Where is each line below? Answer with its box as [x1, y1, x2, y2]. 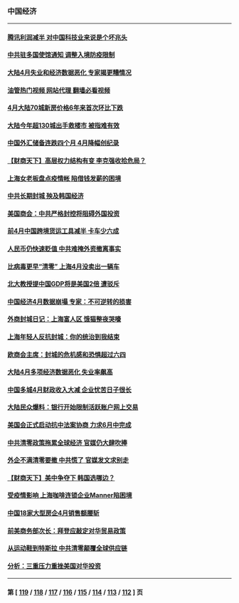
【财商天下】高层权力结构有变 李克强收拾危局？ [7, 157, 147, 165]
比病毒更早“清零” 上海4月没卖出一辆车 [7, 262, 119, 271]
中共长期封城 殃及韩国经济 [7, 192, 84, 200]
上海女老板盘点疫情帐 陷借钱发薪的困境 [7, 174, 122, 182]
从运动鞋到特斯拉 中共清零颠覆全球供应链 [7, 544, 128, 552]
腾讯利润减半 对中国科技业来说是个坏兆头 [7, 33, 128, 41]
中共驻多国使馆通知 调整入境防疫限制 [7, 51, 115, 59]
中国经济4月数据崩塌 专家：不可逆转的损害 [7, 297, 132, 305]
